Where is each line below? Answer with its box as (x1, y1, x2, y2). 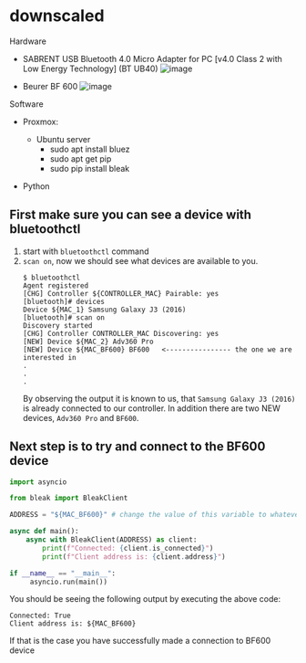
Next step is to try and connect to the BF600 (9, 439, 266, 455)
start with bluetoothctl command (22, 246, 149, 257)
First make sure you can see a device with (9, 207, 252, 223)
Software (9, 98, 44, 110)
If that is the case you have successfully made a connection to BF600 (9, 636, 271, 647)
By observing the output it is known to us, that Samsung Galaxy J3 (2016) (22, 393, 296, 404)
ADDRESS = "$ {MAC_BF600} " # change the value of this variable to (9, 510, 267, 520)
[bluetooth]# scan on (22, 312, 105, 322)
